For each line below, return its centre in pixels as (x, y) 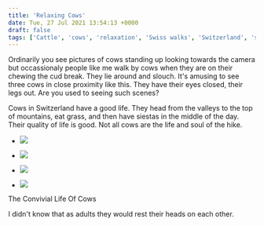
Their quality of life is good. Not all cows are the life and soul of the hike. (125, 125)
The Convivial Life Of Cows (52, 199)
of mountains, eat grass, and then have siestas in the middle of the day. (124, 117)
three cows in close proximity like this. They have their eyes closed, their (126, 85)
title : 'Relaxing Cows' (47, 15)
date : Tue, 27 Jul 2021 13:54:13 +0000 (73, 23)
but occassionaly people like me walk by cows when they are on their (121, 68)
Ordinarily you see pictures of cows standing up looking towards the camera (132, 60)
